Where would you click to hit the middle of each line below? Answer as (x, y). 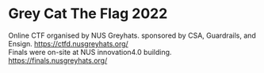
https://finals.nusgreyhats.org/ (58, 60)
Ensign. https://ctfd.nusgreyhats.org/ (68, 43)
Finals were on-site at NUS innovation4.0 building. (90, 52)
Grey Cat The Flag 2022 (88, 14)
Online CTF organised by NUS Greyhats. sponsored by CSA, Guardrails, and (132, 35)
